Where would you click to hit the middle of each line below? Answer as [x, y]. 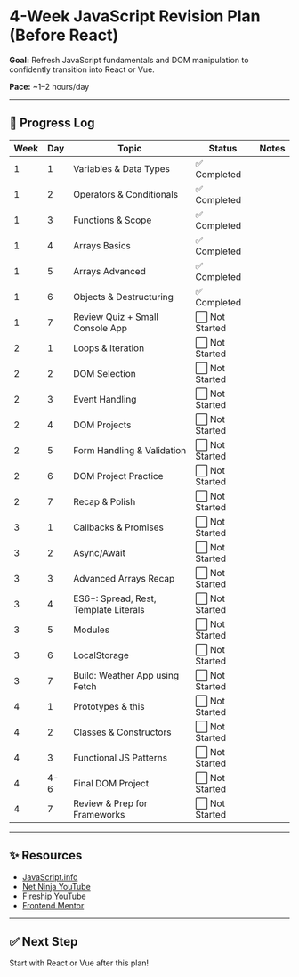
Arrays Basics [102, 245]
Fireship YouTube [54, 896]
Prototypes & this [109, 706]
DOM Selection [104, 373]
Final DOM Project [111, 783]
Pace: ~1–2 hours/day [49, 86]
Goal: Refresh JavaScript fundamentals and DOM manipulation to [129, 60]
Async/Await [99, 552]
